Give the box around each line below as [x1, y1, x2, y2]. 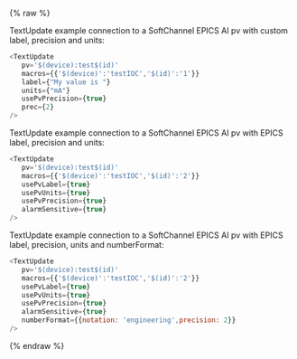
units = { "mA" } [21, 86, 70, 95]
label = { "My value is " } [21, 77, 111, 87]
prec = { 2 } [21, 103, 54, 112]
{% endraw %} [9, 340, 65, 351]
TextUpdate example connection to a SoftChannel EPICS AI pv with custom [9, 25, 289, 35]
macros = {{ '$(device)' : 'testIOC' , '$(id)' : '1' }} [21, 69, 200, 78]
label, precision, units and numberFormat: [9, 240, 164, 250]
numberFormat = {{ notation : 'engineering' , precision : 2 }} [21, 316, 237, 325]
